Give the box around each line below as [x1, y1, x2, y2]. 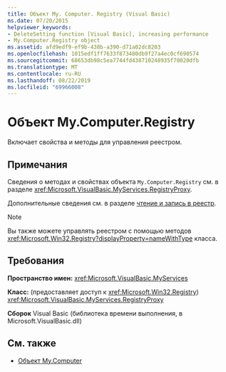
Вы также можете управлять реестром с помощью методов [7, 226, 192, 235]
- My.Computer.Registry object [7, 37, 101, 44]
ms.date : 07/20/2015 [7, 17, 69, 24]
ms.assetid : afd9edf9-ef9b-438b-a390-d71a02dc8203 [7, 44, 161, 51]
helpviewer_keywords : [7, 24, 72, 31]
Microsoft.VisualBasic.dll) [7, 316, 82, 325]
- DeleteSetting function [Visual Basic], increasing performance [7, 30, 209, 38]
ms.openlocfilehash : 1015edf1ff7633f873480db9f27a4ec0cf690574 [7, 51, 200, 58]
